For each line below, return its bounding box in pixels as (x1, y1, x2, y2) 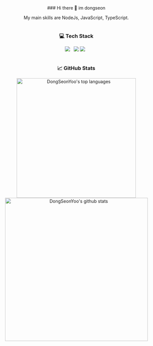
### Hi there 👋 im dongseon (47, 5, 106, 11)
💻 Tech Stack (59, 33, 94, 40)
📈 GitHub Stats (57, 64, 96, 72)
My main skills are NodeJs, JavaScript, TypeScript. (24, 15, 129, 21)
